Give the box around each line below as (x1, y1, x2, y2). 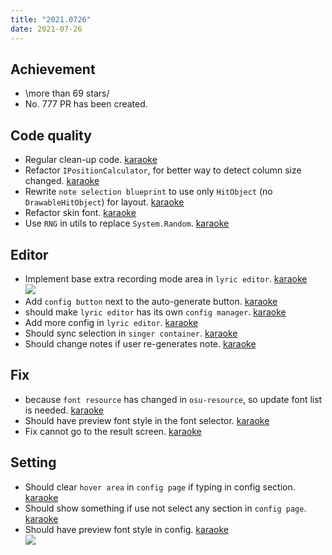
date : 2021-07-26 (10, 24, 83, 34)
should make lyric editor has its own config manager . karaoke (24, 306, 287, 318)
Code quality (10, 127, 92, 144)
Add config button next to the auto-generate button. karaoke (24, 295, 278, 307)
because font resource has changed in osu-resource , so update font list (24, 393, 323, 405)
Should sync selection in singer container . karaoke (24, 327, 238, 339)
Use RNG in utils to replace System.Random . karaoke (24, 217, 230, 230)
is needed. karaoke (24, 404, 104, 416)
